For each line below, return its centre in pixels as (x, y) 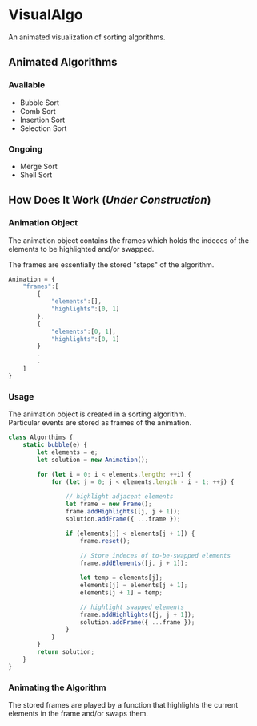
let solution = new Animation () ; (93, 460)
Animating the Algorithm (57, 687)
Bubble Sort (40, 103)
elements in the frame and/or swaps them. (78, 713)
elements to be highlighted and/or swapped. (81, 249)
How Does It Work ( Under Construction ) (110, 200)
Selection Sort (43, 128)
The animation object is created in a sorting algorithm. (97, 414)
